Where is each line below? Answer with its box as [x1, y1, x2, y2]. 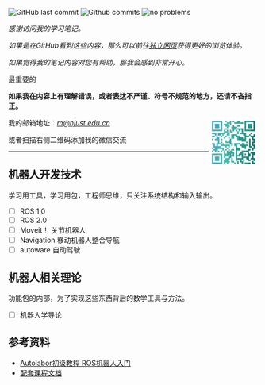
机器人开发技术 [8, 167, 82, 182]
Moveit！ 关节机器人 [19, 225, 86, 234]
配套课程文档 [19, 368, 62, 377]
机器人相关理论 [8, 271, 82, 284]
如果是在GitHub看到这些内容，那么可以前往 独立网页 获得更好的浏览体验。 [8, 40, 247, 50]
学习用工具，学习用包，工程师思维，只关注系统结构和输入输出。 [8, 191, 217, 200]
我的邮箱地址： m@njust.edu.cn [8, 118, 110, 127]
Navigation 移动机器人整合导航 [19, 235, 121, 244]
